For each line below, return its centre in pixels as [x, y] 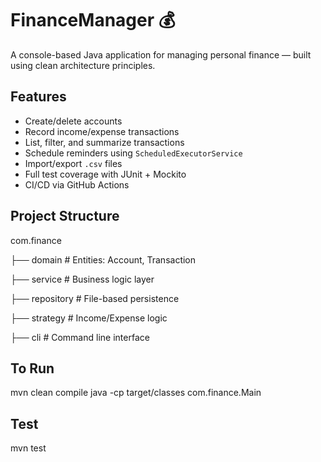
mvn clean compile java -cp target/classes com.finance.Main [136, 393]
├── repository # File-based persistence [95, 298]
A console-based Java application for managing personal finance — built [161, 54]
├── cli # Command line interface [80, 337]
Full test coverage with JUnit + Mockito [105, 174]
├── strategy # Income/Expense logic [89, 318]
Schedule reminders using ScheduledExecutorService [133, 153]
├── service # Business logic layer [82, 279]
